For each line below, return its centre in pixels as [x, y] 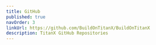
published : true [26, 17]
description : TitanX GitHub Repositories [57, 33]
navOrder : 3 [20, 22]
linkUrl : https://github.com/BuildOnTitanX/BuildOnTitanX [78, 28]
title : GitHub [23, 11]
